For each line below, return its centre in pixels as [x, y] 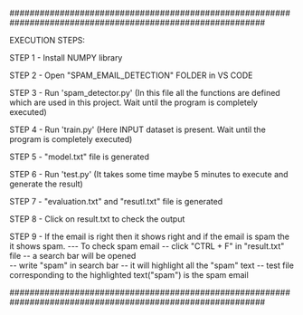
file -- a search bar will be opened [73, 256]
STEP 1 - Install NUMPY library [66, 57]
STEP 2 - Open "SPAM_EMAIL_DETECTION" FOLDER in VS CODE [131, 75]
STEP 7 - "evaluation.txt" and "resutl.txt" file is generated [116, 201]
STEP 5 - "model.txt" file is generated [80, 157]
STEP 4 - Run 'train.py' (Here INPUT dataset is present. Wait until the [138, 129]
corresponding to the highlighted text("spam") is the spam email [129, 275]
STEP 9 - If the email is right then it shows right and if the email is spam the [149, 236]
